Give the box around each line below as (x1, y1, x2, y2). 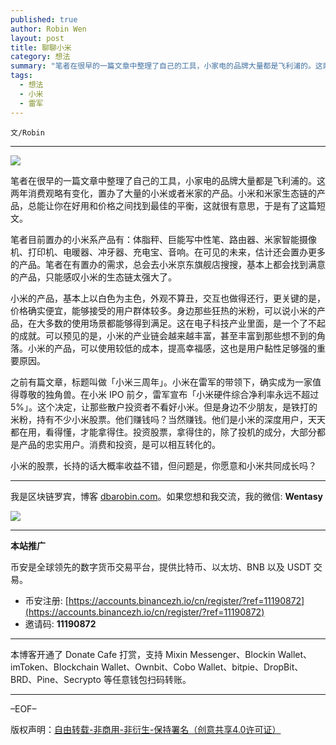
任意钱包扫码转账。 (111, 673, 192, 685)
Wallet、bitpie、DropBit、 (197, 661, 304, 673)
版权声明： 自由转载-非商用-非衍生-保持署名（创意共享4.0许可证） (10, 723, 282, 735)
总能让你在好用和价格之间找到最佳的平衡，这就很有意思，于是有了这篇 (27, 199, 317, 211)
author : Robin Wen (10, 24, 87, 34)
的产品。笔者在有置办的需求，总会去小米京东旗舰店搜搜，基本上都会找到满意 (10, 258, 326, 270)
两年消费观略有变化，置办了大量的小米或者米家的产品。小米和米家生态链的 (10, 187, 317, 199)
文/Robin (10, 127, 45, 138)
